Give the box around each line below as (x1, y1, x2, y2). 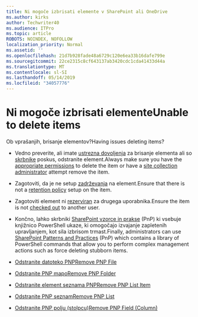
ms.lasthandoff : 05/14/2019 (6, 75, 76, 81)
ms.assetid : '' (6, 47, 44, 53)
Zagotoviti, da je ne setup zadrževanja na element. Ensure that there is (14, 180, 185, 187)
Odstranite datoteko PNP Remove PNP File (14, 258, 117, 265)
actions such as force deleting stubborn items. (14, 246, 128, 254)
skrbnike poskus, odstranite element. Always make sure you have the (14, 155, 182, 163)
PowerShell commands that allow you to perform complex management (14, 241, 189, 248)
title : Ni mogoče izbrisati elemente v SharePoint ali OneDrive (6, 8, 168, 15)
